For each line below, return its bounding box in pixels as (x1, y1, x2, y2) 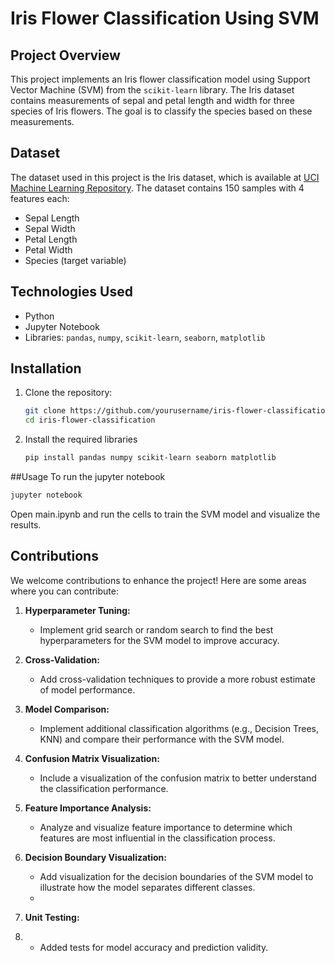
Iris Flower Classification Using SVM (10, 7, 320, 30)
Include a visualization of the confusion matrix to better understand (39, 772, 317, 784)
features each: (10, 192, 70, 204)
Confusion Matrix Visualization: (24, 752, 160, 764)
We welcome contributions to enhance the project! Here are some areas (10, 574, 307, 586)
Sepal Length (24, 212, 80, 224)
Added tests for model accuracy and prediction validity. (39, 941, 269, 953)
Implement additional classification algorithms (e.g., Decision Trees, (39, 722, 320, 734)
